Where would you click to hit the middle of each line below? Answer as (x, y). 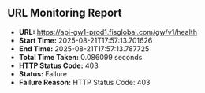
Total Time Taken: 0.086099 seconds (80, 57)
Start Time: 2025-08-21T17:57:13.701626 (86, 40)
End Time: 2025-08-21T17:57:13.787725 (84, 48)
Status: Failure (43, 73)
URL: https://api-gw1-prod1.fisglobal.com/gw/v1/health (108, 32)
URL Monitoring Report (65, 13)
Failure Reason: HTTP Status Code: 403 (84, 82)
